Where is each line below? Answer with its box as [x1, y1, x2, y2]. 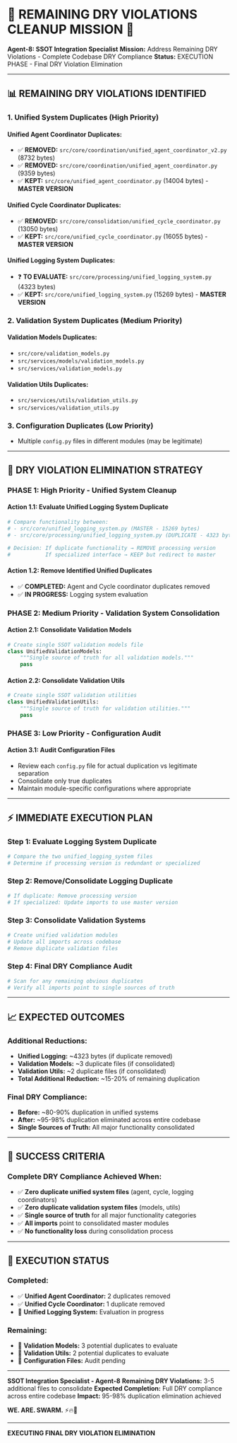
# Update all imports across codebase [7, 938, 121, 945]
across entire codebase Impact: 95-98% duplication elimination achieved [7, 1392, 221, 1401]
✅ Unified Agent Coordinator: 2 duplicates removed [17, 1292, 171, 1300]
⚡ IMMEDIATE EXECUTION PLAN [7, 812, 153, 824]
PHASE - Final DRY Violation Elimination [7, 59, 123, 68]
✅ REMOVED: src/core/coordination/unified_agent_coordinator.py [17, 161, 218, 170]
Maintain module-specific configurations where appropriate [17, 784, 192, 793]
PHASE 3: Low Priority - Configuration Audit [7, 728, 162, 738]
